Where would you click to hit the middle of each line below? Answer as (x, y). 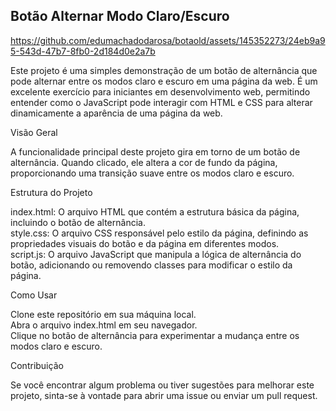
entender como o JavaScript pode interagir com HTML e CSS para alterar (161, 102)
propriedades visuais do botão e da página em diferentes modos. (145, 243)
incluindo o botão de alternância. (78, 222)
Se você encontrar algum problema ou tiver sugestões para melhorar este (162, 385)
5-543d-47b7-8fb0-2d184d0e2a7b (83, 51)
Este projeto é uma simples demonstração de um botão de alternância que (164, 70)
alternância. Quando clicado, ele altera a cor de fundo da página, (144, 162)
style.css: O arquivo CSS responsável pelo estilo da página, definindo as (159, 233)
